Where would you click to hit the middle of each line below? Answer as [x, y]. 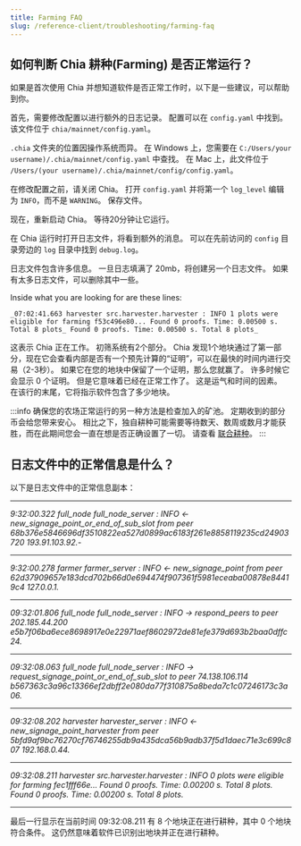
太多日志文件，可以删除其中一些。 [80, 280]
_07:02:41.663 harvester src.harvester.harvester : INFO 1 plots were [144, 314]
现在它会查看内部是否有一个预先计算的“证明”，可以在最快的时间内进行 [155, 359]
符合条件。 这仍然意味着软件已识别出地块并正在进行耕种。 [117, 833]
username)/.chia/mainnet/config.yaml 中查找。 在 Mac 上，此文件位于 [139, 159]
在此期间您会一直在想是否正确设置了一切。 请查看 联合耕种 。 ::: [150, 434]
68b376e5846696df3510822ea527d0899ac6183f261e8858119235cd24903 [150, 533]
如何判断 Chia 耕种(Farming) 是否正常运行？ [132, 64]
